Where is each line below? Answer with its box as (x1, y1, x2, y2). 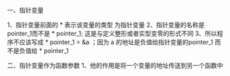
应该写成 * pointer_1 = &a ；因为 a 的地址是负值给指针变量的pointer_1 (19, 38, 213, 46)
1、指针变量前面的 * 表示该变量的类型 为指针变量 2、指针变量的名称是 (7, 21, 205, 29)
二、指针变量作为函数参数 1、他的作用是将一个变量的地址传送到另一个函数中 (7, 61, 223, 69)
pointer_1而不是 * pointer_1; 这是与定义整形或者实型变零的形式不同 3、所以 (7, 30, 218, 37)
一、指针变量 (7, 6, 44, 14)
